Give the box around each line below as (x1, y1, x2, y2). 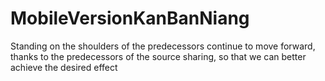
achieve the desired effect (10, 61, 118, 73)
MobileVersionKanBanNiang (10, 7, 250, 30)
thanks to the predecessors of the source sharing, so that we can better (10, 50, 307, 62)
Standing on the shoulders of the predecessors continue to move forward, (10, 40, 316, 52)
